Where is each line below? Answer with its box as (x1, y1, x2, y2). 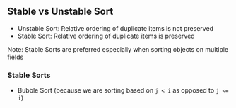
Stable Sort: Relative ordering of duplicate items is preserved (17, 32, 196, 40)
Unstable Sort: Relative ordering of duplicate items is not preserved (17, 24, 214, 32)
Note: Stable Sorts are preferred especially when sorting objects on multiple (7, 45, 229, 53)
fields (7, 53, 24, 61)
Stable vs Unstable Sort (7, 6, 114, 18)
